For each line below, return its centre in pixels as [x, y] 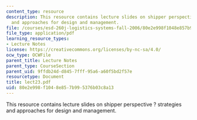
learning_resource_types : [38, 39]
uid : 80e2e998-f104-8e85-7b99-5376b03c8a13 [60, 88]
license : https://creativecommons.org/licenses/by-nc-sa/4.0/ [84, 50]
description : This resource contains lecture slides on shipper [86, 17]
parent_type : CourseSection [40, 66]
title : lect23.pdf [28, 83]
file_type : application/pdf [40, 33]
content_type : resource [35, 11]
